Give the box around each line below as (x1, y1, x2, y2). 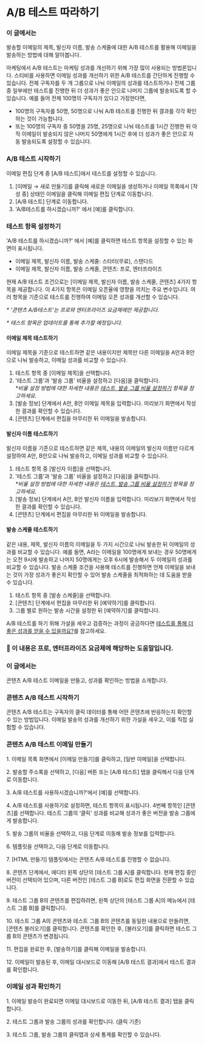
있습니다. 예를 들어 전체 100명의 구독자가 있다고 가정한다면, (6, 95, 147, 102)
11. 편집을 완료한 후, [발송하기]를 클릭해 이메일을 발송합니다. (6, 945, 148, 952)
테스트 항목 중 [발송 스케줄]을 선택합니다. (15, 591, 112, 599)
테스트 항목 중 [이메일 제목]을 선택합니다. (15, 369, 112, 377)
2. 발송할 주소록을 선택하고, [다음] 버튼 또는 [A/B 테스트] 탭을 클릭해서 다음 (6, 768, 183, 775)
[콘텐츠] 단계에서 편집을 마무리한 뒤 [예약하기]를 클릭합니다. (15, 599, 156, 606)
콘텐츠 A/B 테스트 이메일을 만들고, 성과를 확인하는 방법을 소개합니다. (6, 676, 168, 684)
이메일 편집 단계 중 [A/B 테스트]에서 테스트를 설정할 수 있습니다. (6, 170, 157, 177)
